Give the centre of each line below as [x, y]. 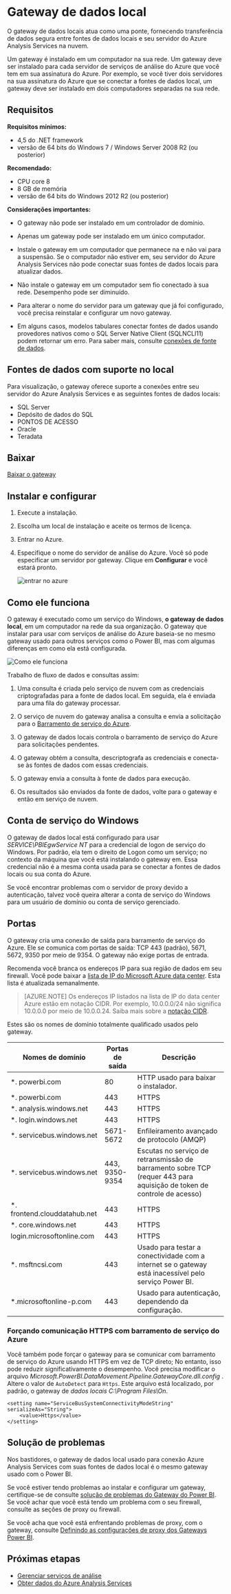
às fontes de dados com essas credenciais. [87, 765]
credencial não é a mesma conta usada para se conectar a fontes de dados [114, 866]
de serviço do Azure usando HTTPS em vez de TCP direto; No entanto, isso [114, 1361]
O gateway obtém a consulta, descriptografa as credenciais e [104, 758]
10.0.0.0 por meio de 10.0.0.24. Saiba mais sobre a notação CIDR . [116, 1011]
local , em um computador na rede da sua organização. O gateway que [107, 626]
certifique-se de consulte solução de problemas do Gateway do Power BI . [112, 1494]
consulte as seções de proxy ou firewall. [64, 1509]
